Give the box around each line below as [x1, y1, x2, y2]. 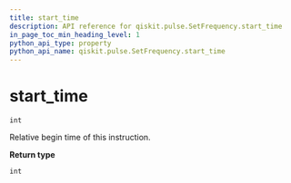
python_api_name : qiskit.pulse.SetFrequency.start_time [9, 47, 226, 56]
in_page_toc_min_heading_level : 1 [9, 30, 141, 39]
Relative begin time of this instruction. [9, 132, 152, 143]
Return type [9, 149, 56, 160]
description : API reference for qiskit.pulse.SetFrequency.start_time [9, 22, 283, 31]
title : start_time [9, 13, 79, 23]
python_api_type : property [9, 38, 112, 48]
